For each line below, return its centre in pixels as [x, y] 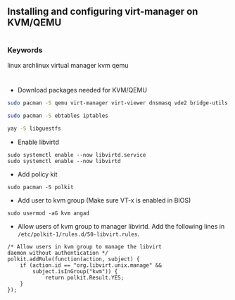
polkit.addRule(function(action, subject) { [74, 259]
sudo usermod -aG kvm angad [49, 213]
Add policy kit [37, 174]
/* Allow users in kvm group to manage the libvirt [84, 246]
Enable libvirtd [38, 142]
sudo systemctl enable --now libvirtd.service [77, 155]
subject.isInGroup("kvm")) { [75, 271]
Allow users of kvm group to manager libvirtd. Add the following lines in [121, 226]
